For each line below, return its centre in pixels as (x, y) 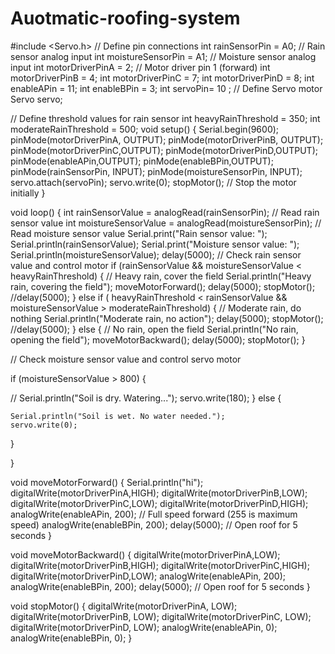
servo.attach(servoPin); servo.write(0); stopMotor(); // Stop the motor (153, 182)
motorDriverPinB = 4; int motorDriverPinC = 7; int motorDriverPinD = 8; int (162, 78)
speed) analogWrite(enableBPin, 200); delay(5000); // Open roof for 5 (154, 524)
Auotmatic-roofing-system (125, 18)
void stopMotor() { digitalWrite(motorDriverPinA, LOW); (124, 606)
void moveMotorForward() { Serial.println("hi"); (107, 482)
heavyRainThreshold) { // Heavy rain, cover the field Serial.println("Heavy (161, 276)
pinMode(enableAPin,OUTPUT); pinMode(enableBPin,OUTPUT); (142, 161)
